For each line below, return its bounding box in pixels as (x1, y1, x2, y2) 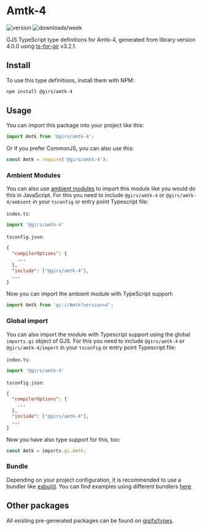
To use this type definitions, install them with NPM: (6, 76, 135, 84)
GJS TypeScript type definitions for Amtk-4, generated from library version (6, 36, 196, 43)
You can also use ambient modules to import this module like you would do (6, 185, 196, 192)
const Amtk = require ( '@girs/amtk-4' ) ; (6, 157, 109, 163)
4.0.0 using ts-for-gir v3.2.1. (6, 42, 77, 50)
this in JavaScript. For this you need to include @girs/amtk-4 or (6, 192, 165, 199)
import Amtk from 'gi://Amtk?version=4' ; (6, 302, 114, 308)
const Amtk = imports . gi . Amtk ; (6, 448, 87, 454)
